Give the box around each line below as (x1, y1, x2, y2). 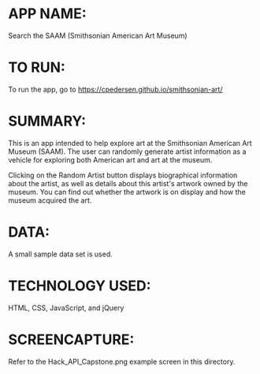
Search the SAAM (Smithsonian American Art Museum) (8, 31, 188, 40)
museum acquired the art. (8, 195, 92, 205)
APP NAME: (8, 5, 87, 23)
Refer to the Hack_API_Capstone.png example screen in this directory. (8, 357, 236, 366)
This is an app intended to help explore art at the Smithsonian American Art (8, 138, 252, 148)
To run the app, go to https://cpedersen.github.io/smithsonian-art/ (8, 84, 223, 94)
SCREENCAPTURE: (8, 331, 135, 348)
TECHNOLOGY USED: (8, 277, 151, 294)
